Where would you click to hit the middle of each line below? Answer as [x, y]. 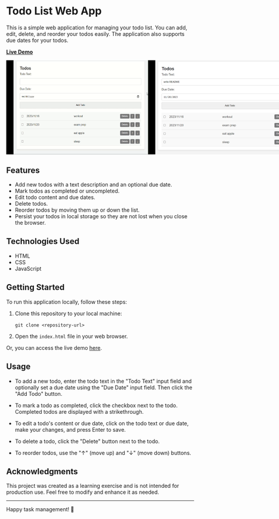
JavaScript [28, 268]
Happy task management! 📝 [40, 509]
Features [23, 170]
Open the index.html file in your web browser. [71, 336]
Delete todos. [31, 204]
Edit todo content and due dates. [55, 197]
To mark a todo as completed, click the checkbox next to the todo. [96, 405]
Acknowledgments [42, 471]
